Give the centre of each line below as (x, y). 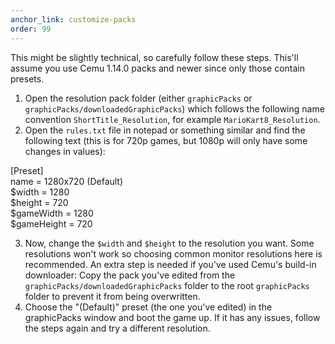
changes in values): (65, 151)
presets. (27, 78)
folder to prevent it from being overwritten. (112, 296)
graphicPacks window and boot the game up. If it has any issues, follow (172, 317)
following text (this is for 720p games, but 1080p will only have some (166, 140)
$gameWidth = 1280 (52, 213)
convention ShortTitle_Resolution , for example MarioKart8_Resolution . (172, 119)
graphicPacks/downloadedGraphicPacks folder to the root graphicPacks (167, 285)
